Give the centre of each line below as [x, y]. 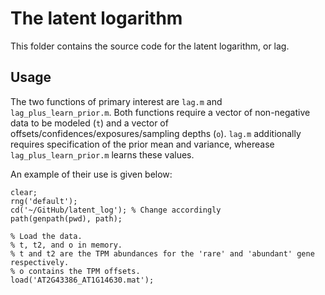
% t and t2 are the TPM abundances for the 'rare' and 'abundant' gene [162, 253]
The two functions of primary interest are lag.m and [116, 101]
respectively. [40, 262]
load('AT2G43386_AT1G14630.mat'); [82, 280]
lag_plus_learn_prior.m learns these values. [102, 154]
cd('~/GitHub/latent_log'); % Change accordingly [116, 210]
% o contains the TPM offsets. [75, 271]
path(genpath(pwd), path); [66, 218]
